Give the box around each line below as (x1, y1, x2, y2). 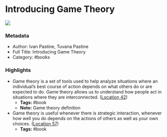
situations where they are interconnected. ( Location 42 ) (12, 94, 128, 100)
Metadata (5, 32, 29, 39)
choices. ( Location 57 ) (12, 120, 59, 126)
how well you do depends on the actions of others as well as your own (12, 115, 158, 121)
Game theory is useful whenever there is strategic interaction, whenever (12, 110, 162, 116)
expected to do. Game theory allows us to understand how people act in (12, 88, 162, 94)
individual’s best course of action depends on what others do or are (12, 83, 152, 89)
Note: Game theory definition (20, 104, 81, 110)
